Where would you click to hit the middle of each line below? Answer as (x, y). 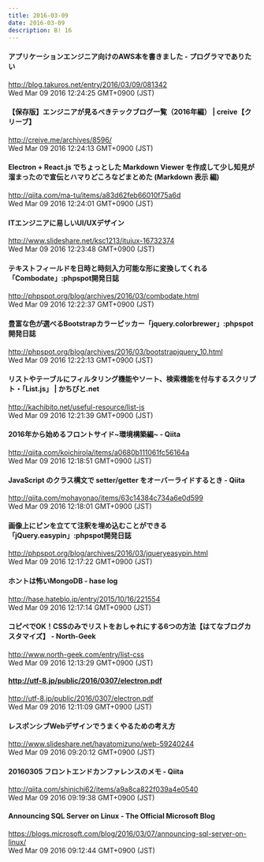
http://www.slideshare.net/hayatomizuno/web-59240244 (101, 744)
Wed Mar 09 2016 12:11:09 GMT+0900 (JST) (80, 707)
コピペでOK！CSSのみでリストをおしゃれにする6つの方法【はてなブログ (126, 627)
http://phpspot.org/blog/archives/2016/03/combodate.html (104, 296)
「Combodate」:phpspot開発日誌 (64, 278)
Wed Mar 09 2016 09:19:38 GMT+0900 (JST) (82, 798)
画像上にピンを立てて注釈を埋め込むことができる (87, 525)
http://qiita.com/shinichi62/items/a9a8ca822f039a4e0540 (103, 789)
